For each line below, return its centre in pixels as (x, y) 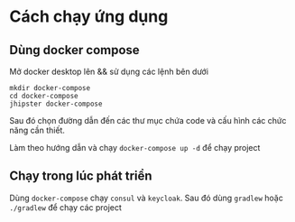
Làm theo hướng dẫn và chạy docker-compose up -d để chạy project (135, 148)
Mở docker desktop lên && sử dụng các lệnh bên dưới (109, 71)
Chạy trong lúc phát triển (81, 176)
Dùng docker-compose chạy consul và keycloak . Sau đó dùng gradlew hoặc (147, 198)
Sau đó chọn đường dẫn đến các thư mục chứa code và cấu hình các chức (148, 120)
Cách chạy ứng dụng (89, 17)
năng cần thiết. (37, 130)
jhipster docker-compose (56, 104)
